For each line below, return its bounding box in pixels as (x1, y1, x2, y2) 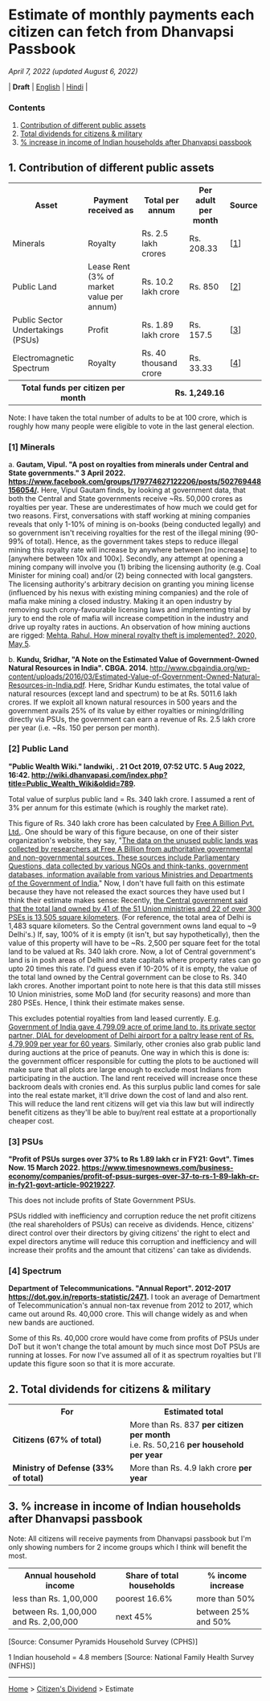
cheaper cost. (8, 1116, 55, 1125)
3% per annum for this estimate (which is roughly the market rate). (8, 803, 229, 812)
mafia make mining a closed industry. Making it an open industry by (8, 597, 232, 606)
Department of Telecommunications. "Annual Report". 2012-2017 (8, 1284, 231, 1293)
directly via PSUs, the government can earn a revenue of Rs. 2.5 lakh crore (8, 714, 256, 725)
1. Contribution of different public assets (8, 161, 215, 175)
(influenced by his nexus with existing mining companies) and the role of (8, 588, 249, 598)
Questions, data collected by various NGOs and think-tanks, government (8, 861, 249, 870)
